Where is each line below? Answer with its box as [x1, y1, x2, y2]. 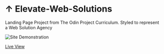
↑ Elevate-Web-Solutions [5, 3, 112, 15]
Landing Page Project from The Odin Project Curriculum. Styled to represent [5, 19, 160, 25]
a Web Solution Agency [5, 24, 53, 30]
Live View [5, 43, 25, 49]
